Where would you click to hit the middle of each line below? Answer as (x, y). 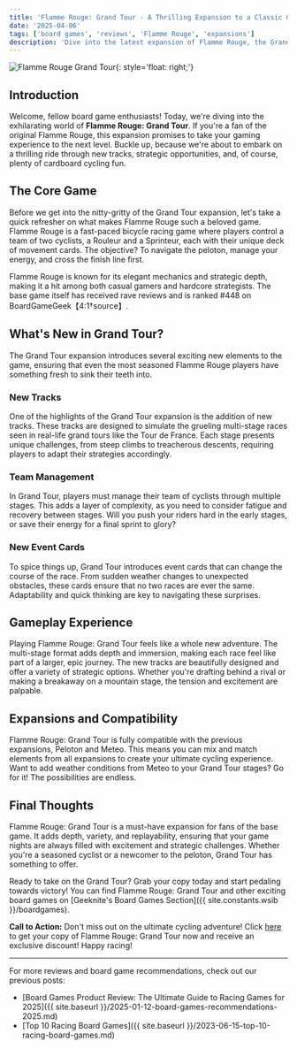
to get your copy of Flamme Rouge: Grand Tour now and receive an (132, 936)
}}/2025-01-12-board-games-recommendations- (189, 1007)
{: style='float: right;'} (155, 67)
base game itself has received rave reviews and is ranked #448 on (130, 295)
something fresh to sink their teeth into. (81, 374)
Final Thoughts (52, 805)
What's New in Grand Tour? (87, 334)
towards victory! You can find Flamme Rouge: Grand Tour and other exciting (148, 891)
